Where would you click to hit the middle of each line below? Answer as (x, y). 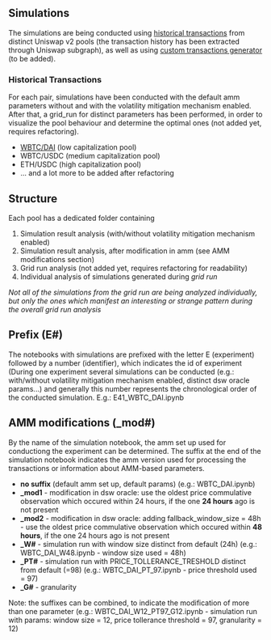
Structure (33, 199)
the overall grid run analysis (55, 309)
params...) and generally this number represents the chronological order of (133, 388)
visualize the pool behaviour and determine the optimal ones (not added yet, (135, 123)
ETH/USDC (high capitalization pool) (81, 164)
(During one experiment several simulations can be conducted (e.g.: (121, 371)
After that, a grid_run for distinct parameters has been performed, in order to (135, 114)
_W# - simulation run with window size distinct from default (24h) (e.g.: (139, 544)
